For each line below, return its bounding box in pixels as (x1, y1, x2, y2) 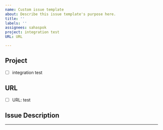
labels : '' (5, 20, 27, 26)
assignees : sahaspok (5, 25, 47, 30)
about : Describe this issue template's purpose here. (5, 12, 116, 17)
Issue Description (5, 111, 60, 120)
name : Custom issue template (5, 7, 64, 12)
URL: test (12, 97, 31, 103)
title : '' (5, 16, 25, 21)
